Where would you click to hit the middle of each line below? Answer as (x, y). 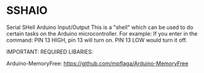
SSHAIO (27, 11)
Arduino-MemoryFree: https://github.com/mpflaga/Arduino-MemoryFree (97, 63)
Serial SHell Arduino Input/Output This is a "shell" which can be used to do (100, 27)
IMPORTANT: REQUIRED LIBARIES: (50, 51)
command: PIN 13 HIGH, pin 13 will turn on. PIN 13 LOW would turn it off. (97, 40)
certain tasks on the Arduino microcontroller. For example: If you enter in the (102, 33)
